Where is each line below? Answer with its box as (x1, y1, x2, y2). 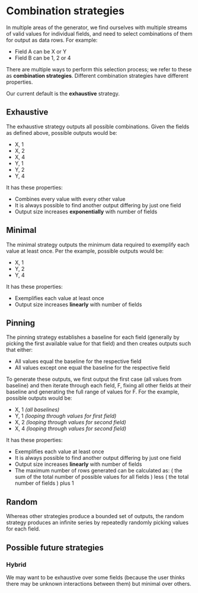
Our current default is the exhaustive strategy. (6, 90, 120, 97)
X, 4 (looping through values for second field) (14, 425, 126, 432)
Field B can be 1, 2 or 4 (14, 54, 71, 61)
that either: (6, 346, 33, 354)
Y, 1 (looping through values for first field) (14, 412, 117, 419)
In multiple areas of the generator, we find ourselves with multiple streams (6, 24, 187, 31)
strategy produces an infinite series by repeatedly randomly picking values (6, 519, 189, 526)
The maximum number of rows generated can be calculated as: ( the (14, 467, 183, 474)
